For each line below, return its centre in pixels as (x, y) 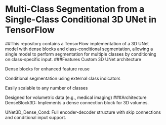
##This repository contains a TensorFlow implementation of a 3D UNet (77, 43)
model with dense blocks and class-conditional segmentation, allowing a (79, 49)
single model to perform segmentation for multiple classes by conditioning (81, 54)
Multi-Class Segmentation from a (75, 9)
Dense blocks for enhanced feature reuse (47, 69)
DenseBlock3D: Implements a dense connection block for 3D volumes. (77, 102)
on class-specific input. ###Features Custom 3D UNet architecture (73, 59)
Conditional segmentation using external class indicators (63, 78)
